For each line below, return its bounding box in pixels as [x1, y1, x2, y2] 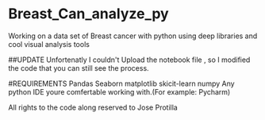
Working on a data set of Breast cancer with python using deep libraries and [8, 31, 258, 41]
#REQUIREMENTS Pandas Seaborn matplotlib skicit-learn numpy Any [8, 79, 236, 88]
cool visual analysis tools [8, 39, 90, 48]
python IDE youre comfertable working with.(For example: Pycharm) [8, 87, 231, 96]
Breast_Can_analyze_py [8, 5, 169, 23]
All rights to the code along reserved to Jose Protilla [8, 103, 179, 112]
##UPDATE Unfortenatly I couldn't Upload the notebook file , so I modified [8, 55, 251, 64]
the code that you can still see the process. [8, 63, 149, 72]
